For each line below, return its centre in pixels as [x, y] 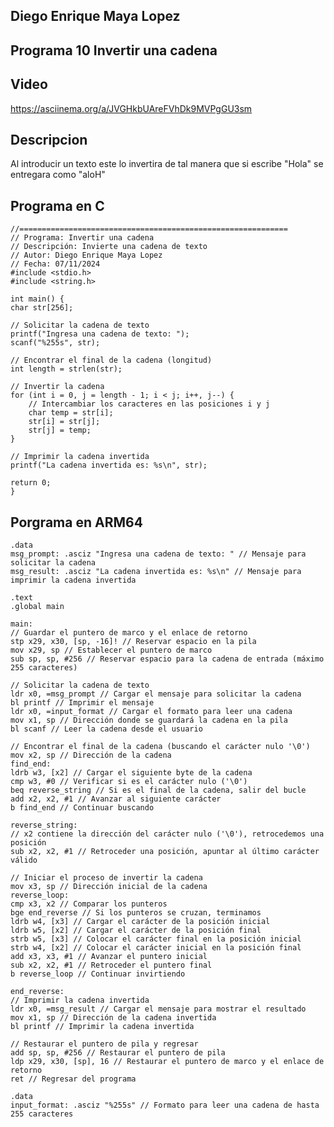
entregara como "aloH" [58, 175]
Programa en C [57, 205]
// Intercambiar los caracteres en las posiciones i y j [149, 404]
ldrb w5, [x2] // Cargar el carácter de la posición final [136, 930]
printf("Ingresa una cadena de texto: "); [100, 334]
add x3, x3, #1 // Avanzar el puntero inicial [109, 957]
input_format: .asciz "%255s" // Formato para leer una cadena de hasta [165, 1105]
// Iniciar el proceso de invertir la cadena [106, 878]
